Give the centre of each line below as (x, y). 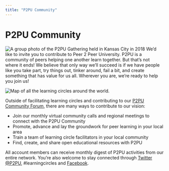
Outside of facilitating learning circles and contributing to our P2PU (75, 100)
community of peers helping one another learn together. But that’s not (77, 60)
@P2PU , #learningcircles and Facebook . (47, 163)
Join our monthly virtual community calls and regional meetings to (81, 116)
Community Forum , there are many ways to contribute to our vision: (75, 106)
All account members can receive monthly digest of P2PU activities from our (84, 152)
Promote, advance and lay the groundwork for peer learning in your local (88, 126)
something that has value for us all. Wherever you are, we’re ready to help (82, 76)
